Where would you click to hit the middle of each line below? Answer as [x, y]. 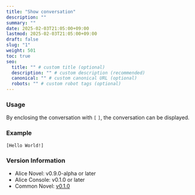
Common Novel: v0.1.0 [42, 186]
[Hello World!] [25, 146]
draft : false [22, 39]
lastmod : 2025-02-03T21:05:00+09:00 [52, 34]
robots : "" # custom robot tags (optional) [66, 84]
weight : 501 [21, 51]
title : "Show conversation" [41, 12]
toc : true [18, 56]
